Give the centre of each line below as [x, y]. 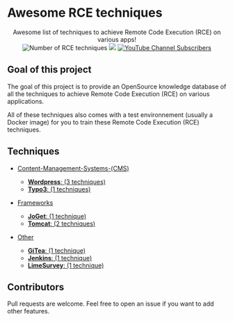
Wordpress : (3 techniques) [67, 182]
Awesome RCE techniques [85, 13]
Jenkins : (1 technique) [60, 258]
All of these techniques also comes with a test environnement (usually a [110, 115]
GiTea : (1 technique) [56, 250]
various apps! [117, 39]
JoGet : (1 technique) [57, 216]
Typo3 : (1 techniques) [59, 189]
